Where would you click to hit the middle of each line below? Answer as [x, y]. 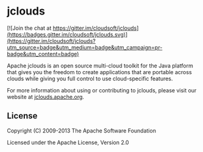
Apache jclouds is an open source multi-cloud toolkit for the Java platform [100, 66]
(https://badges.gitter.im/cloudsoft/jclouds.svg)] [67, 34]
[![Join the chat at [29, 28]
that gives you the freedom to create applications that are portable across [99, 72]
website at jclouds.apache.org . [46, 97]
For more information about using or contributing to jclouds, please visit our [102, 90]
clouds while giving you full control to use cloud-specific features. [90, 78]
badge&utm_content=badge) [43, 54]
